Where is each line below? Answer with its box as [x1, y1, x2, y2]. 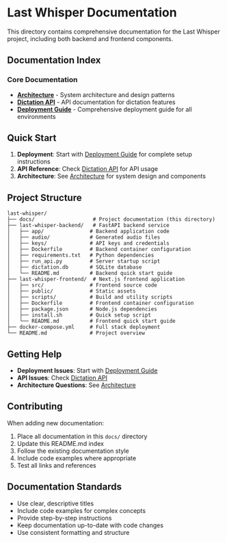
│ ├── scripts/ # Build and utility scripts [7, 294, 173, 301]
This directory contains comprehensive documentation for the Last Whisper [7, 27, 221, 36]
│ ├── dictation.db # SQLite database [7, 264, 142, 271]
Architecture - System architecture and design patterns [16, 90, 175, 98]
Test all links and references [16, 461, 97, 469]
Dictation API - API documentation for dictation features [16, 98, 176, 106]
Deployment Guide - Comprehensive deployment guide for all [16, 105, 193, 114]
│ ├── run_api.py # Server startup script [7, 258, 161, 265]
